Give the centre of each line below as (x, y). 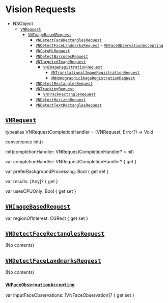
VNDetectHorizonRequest (61, 100)
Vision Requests (40, 9)
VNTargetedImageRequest (61, 62)
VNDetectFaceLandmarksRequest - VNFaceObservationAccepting (100, 45)
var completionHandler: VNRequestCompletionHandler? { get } (71, 161)
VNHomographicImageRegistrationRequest (93, 78)
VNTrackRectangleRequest (69, 94)
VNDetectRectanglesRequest (64, 83)
